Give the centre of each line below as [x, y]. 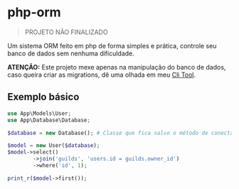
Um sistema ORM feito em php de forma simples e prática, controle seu [112, 45]
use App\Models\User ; [39, 113]
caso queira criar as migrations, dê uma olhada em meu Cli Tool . [102, 75]
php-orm [34, 12]
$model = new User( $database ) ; [54, 146]
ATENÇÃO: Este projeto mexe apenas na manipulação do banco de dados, [117, 67]
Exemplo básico [43, 97]
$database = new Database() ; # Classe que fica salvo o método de [108, 133]
